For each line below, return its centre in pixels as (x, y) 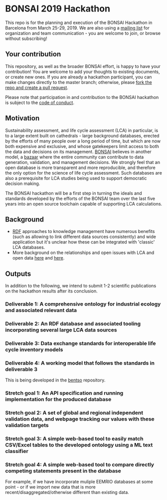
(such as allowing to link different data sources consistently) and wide (84, 237)
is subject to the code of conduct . (40, 102)
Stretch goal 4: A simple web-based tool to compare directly (80, 464)
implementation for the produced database (58, 399)
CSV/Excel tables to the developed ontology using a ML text (79, 445)
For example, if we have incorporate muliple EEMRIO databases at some (79, 482)
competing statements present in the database (63, 470)
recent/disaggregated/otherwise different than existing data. (67, 492)
